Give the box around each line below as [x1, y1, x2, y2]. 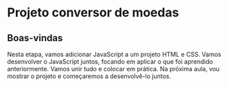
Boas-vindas [7, 32, 63, 44]
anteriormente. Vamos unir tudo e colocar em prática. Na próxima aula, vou [7, 65, 220, 73]
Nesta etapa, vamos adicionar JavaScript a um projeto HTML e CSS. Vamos [7, 50, 222, 58]
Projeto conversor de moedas [7, 5, 179, 21]
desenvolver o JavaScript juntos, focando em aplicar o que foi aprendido [7, 58, 214, 66]
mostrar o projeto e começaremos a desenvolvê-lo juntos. [7, 72, 172, 80]
